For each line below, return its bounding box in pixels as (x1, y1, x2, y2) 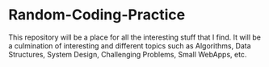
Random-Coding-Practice (8, 6, 186, 24)
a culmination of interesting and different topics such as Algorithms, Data (8, 40, 252, 50)
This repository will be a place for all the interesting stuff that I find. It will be (8, 32, 261, 42)
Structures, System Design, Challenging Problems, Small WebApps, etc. (8, 49, 247, 59)
